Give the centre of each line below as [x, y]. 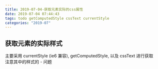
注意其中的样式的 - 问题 [29, 62]
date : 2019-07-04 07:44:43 [32, 14]
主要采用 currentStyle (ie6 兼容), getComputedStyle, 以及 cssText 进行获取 [79, 56]
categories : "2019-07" [28, 23]
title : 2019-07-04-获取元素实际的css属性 [44, 9]
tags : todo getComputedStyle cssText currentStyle [57, 18]
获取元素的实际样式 [34, 43]
